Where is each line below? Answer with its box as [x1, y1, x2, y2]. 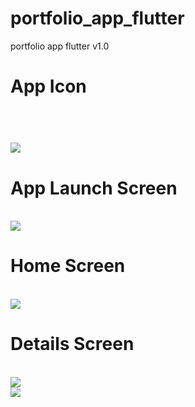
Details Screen [10, 333, 135, 356]
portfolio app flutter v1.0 [10, 40, 110, 52]
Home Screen [10, 255, 126, 277]
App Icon [10, 75, 87, 98]
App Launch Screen [10, 177, 178, 199]
